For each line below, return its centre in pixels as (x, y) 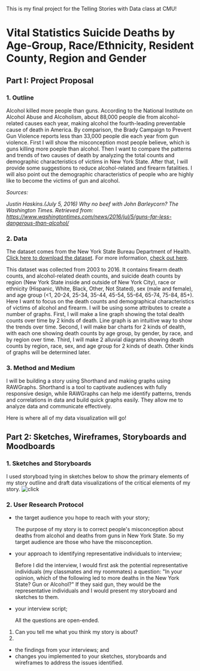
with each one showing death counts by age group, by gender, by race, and (100, 333)
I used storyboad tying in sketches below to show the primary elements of (98, 477)
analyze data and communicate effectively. (59, 407)
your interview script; (41, 609)
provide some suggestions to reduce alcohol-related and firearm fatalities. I (99, 168)
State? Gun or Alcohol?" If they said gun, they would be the (88, 585)
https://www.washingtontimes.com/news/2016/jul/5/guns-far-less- (89, 216)
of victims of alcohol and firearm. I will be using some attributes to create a (99, 308)
